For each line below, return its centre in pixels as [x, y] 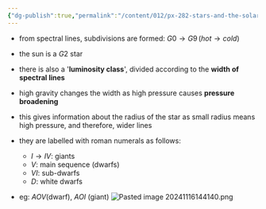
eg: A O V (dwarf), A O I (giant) [64, 196]
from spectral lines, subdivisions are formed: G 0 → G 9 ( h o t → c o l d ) [129, 38]
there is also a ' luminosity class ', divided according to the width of [129, 69]
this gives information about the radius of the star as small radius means [137, 117]
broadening [39, 101]
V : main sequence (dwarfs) [75, 164]
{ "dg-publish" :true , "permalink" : [63, 15]
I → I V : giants [53, 156]
